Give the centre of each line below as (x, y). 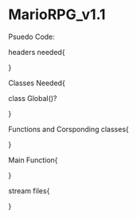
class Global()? (33, 98)
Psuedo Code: (32, 37)
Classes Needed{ (37, 83)
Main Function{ (33, 160)
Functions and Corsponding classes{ (68, 129)
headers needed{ (37, 52)
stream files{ (29, 191)
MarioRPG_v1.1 (57, 15)
